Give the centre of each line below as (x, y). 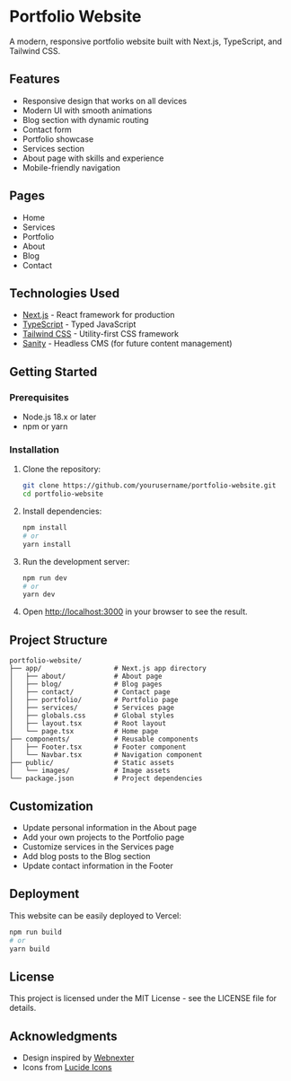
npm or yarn (45, 426)
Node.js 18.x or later (59, 417)
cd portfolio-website (62, 494)
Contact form (47, 129)
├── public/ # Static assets (92, 763)
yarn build (30, 949)
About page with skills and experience (93, 158)
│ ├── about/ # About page (86, 677)
